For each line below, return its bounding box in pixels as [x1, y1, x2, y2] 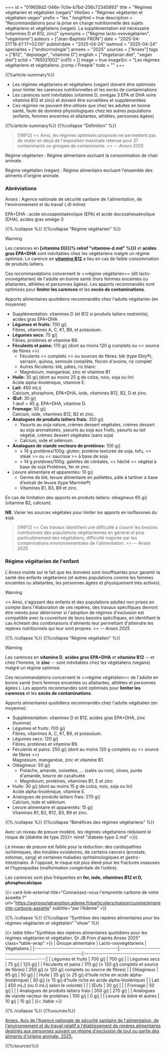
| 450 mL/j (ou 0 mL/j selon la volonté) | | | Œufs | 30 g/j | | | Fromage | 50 [5, 982, 155, 988]
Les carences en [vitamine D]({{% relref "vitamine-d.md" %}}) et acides [5, 245, 157, 251]
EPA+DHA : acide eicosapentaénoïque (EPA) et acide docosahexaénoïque [5, 211, 155, 217]
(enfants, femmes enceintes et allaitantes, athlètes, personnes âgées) [12, 113, 154, 119]
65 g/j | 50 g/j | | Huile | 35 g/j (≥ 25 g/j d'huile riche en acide [5, 972, 129, 978]
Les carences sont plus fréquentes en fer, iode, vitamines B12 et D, [5, 874, 142, 880]
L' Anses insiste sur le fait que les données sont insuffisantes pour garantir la [5, 569, 161, 575]
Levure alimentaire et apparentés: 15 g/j [12, 804, 93, 810]
